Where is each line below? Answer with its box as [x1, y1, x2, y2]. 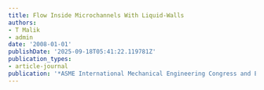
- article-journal [8, 63, 68, 70]
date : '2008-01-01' [8, 41, 72, 49]
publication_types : [8, 56, 72, 63]
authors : [8, 19, 37, 27]
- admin [8, 33, 34, 41]
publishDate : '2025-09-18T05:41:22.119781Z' [8, 48, 156, 56]
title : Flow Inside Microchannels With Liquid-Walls [8, 11, 185, 20]
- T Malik [8, 26, 41, 34]
